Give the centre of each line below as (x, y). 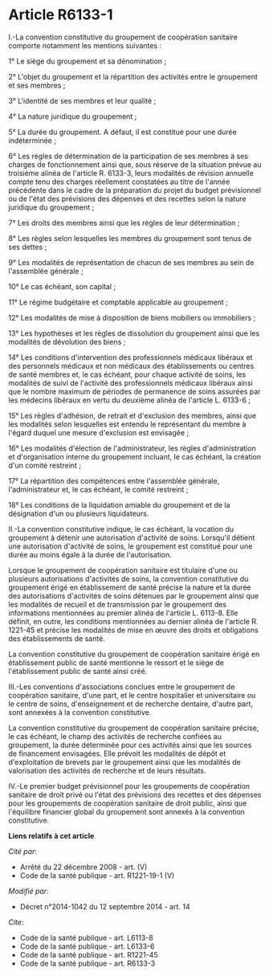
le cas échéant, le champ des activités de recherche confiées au (115, 736)
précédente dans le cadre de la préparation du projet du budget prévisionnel (134, 190)
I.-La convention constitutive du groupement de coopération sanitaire (123, 37)
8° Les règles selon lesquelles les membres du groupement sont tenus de (130, 238)
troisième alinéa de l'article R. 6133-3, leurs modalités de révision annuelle (131, 173)
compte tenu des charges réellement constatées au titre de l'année (119, 182)
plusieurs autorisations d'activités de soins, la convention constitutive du (128, 578)
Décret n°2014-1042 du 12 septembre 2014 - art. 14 (105, 906)
